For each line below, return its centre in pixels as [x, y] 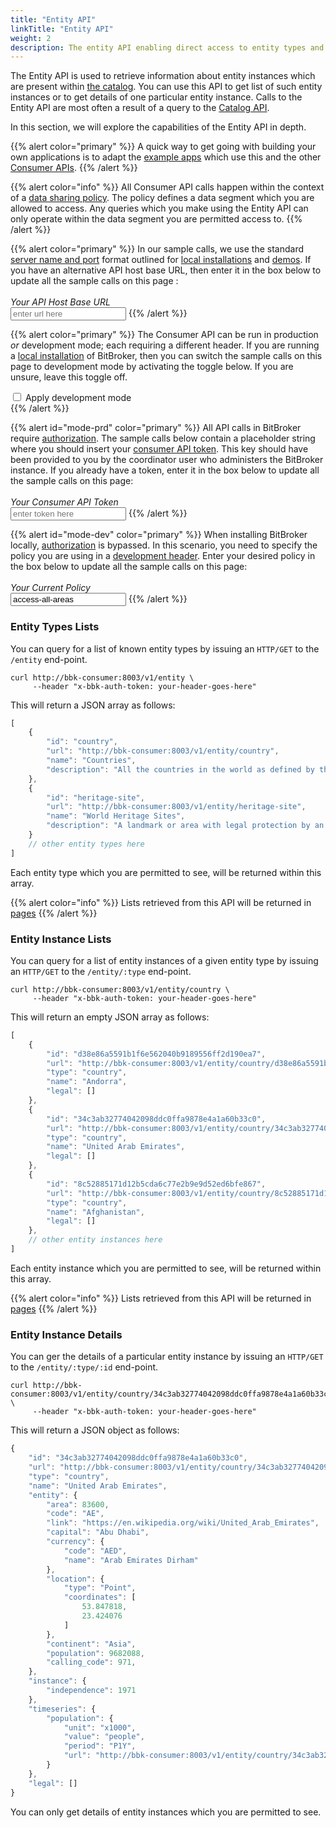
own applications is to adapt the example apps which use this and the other [166, 157]
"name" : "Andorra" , [87, 1082]
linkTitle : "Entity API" [62, 29]
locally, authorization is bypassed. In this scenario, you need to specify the [164, 545]
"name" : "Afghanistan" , [95, 1212]
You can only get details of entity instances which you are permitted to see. [166, 1812]
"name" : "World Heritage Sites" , [116, 816]
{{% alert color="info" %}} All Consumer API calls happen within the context [167, 187]
